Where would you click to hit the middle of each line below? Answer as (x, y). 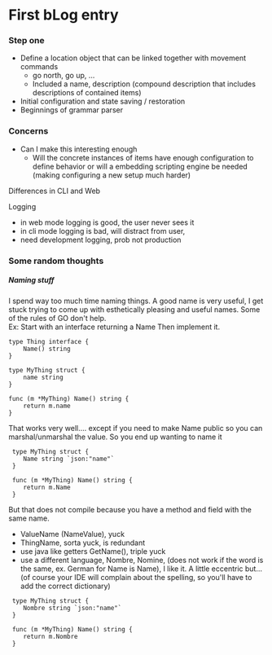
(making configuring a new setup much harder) (112, 175)
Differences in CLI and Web (54, 191)
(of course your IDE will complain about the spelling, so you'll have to (136, 577)
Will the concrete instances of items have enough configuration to (143, 157)
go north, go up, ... (64, 76)
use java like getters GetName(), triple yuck (93, 551)
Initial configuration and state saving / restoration (103, 101)
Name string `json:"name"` (69, 459)
